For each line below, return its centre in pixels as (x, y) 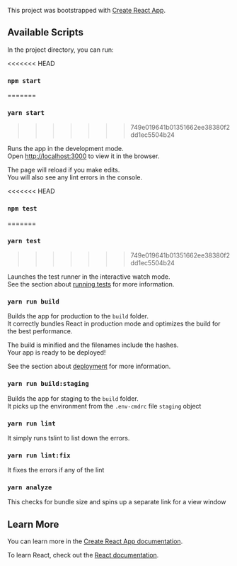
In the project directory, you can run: (60, 50)
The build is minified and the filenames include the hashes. (93, 345)
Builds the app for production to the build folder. (78, 316)
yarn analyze (30, 488)
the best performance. (40, 331)
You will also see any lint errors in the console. (75, 177)
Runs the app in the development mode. (65, 149)
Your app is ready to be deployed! (57, 353)
